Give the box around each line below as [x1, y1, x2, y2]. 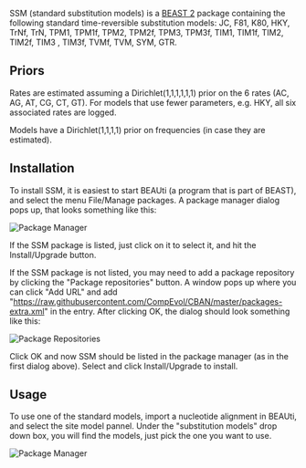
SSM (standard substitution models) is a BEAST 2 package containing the [9, 8, 286, 18]
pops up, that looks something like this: [9, 204, 157, 215]
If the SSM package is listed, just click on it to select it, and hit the [9, 239, 257, 250]
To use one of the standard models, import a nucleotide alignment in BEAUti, [9, 411, 297, 422]
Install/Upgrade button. [9, 249, 97, 260]
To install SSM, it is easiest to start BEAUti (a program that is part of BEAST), [9, 184, 297, 195]
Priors [9, 63, 46, 78]
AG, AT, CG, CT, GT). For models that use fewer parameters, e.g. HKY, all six [9, 97, 297, 108]
